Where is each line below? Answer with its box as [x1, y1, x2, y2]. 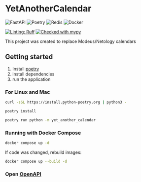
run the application [12, 76, 51, 82]
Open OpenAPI [5, 171, 41, 178]
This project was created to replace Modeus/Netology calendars [5, 38, 137, 44]
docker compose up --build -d [5, 159, 68, 164]
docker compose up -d [5, 140, 50, 146]
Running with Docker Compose [5, 129, 81, 136]
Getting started [5, 53, 53, 61]
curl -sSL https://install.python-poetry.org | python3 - [5, 100, 127, 105]
